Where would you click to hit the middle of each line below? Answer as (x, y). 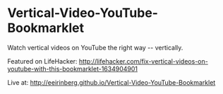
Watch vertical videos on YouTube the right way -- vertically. (95, 47)
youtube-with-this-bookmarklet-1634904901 (72, 69)
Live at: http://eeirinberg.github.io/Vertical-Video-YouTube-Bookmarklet (111, 82)
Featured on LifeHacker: (42, 61)
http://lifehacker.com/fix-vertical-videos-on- (143, 61)
